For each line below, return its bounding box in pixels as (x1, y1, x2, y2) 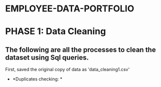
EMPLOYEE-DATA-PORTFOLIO (5, 3, 134, 14)
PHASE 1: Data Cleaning (5, 26, 106, 37)
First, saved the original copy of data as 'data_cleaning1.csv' (5, 67, 130, 73)
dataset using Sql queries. (5, 53, 89, 62)
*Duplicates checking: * (12, 76, 63, 82)
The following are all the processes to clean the (5, 45, 156, 54)
